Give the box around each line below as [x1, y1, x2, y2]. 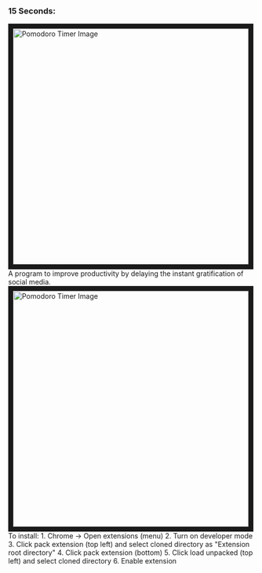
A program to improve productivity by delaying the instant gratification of [8, 269, 244, 278]
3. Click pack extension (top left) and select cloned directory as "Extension [8, 540, 250, 549]
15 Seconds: [8, 6, 56, 17]
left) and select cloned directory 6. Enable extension [8, 556, 177, 566]
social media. [8, 277, 51, 287]
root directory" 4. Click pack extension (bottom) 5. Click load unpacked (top [8, 548, 253, 557]
